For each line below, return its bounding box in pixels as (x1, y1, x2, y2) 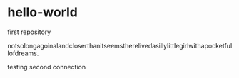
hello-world (7, 4, 78, 21)
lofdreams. (7, 49, 39, 57)
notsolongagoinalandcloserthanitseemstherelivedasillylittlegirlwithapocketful (7, 41, 233, 50)
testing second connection (7, 62, 86, 71)
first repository (7, 28, 51, 36)
